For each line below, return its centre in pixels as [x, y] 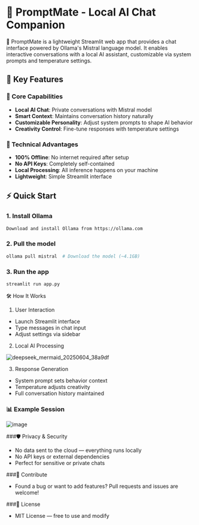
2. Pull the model [31, 244]
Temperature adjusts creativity [53, 387]
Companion [36, 25]
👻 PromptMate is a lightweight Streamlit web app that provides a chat [91, 41]
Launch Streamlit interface [48, 321]
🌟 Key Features [35, 79]
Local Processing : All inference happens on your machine [86, 170]
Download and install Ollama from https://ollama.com [75, 228]
